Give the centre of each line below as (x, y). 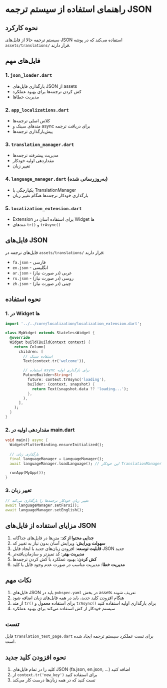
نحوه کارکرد (21, 28)
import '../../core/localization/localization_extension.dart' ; (73, 324)
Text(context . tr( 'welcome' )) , (54, 361)
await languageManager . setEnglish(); (44, 510)
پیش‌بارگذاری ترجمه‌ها (32, 131)
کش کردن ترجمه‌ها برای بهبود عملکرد (47, 91)
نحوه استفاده (23, 299)
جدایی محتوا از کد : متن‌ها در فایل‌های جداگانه (53, 537)
